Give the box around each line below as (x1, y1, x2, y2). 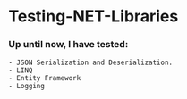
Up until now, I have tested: (8, 38, 129, 51)
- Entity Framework (8, 74, 81, 83)
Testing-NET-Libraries (8, 6, 179, 27)
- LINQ (8, 66, 33, 75)
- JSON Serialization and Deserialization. (8, 58, 174, 68)
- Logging (8, 82, 46, 91)
